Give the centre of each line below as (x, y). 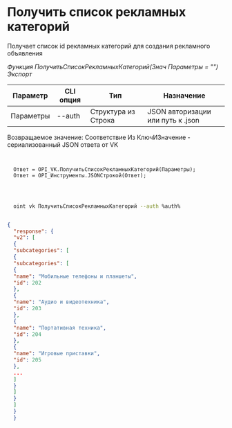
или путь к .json (174, 120)
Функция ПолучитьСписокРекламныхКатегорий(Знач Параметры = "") (113, 66)
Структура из (113, 112)
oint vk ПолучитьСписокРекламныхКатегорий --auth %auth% (97, 206)
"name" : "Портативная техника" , (60, 328)
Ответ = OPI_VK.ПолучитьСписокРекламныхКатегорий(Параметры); (105, 169)
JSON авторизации (180, 112)
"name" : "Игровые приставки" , (57, 354)
